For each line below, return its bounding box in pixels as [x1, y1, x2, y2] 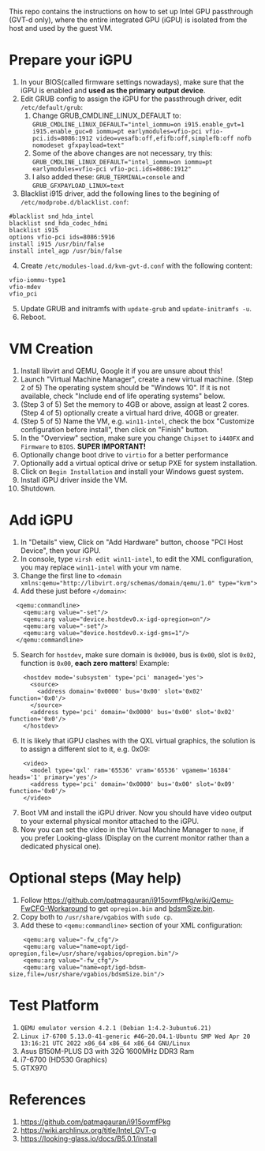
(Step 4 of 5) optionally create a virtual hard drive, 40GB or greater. [20, 408, 239, 417]
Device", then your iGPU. [20, 545, 101, 555]
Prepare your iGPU [9, 51, 132, 70]
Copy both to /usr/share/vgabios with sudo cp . [20, 912, 173, 921]
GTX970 [20, 1063, 48, 1073]
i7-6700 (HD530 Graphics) [20, 1055, 108, 1064]
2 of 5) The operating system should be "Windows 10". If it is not [20, 382, 231, 392]
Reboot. [20, 312, 47, 322]
